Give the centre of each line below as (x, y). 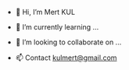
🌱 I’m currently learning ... (57, 27)
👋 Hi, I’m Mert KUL (45, 12)
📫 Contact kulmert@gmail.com (66, 58)
